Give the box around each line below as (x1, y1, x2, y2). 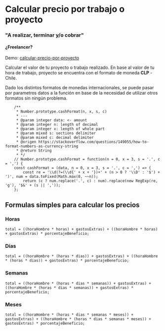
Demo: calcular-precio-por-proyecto (5, 55, 80, 61)
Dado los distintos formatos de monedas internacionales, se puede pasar (5, 85, 154, 91)
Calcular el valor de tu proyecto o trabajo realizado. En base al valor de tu (5, 64, 155, 70)
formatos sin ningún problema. (5, 95, 68, 101)
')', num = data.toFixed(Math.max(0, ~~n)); (5, 174, 98, 179)
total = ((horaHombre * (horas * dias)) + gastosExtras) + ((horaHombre (5, 254, 158, 259)
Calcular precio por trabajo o (5, 3, 125, 15)
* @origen (16, 140, 37, 145)
